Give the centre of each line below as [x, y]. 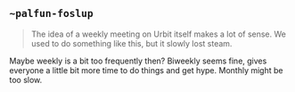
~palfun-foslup [51, 14]
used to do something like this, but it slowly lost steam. [131, 43]
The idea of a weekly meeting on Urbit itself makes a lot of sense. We [159, 34]
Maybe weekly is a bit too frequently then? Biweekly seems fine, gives [138, 61]
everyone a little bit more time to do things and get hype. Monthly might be [146, 70]
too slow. [26, 79]
